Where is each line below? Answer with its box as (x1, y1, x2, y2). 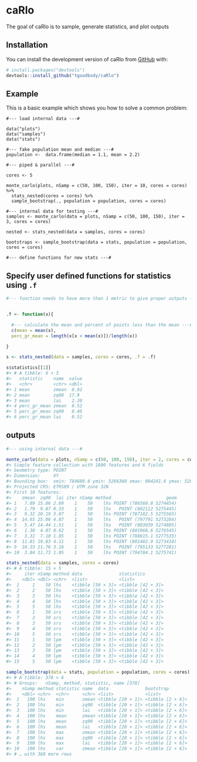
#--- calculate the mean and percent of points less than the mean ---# (11, 322, 193, 328)
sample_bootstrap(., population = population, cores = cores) (11, 198, 167, 204)
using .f (6, 280, 37, 290)
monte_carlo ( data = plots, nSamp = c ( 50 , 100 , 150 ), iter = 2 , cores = (6, 457, 185, 462)
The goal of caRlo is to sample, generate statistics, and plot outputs (6, 23, 169, 30)
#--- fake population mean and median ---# (6, 147, 114, 153)
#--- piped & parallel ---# (6, 162, 75, 168)
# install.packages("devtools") (6, 67, 85, 73)
